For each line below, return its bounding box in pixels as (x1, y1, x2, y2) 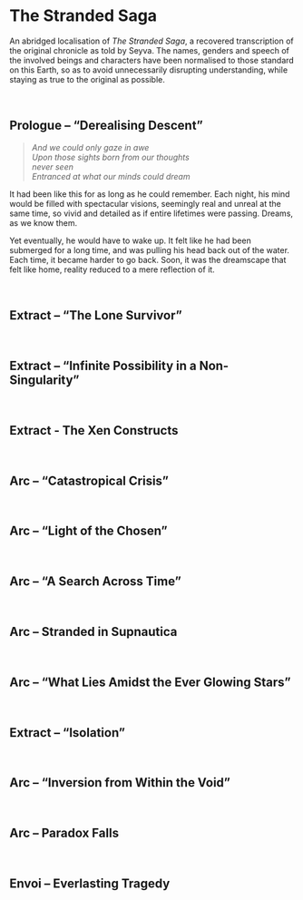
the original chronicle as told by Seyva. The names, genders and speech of (9, 44, 290, 55)
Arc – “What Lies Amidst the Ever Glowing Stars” (9, 674, 292, 690)
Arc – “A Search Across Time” (9, 573, 181, 590)
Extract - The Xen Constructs (9, 423, 179, 438)
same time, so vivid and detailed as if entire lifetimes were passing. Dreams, (9, 208, 293, 219)
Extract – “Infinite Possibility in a (9, 357, 197, 373)
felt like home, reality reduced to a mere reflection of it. (9, 264, 215, 275)
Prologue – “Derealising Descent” (9, 118, 203, 133)
